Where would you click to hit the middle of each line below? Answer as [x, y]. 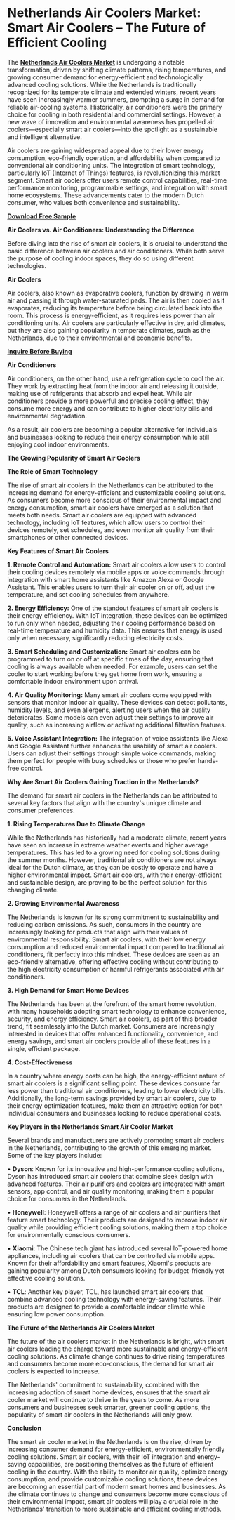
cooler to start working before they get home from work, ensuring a [105, 674]
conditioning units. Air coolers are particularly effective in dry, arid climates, [117, 323]
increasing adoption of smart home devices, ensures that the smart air [109, 1392]
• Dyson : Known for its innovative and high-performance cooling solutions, [116, 1169]
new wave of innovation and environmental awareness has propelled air [111, 121]
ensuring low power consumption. [56, 1314]
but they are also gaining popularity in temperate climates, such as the [109, 330]
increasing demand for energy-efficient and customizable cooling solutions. [117, 492]
